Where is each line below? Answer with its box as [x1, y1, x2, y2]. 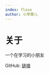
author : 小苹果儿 [5, 12, 38, 17]
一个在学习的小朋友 [5, 52, 45, 58]
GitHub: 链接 [5, 63, 31, 69]
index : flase [5, 7, 32, 12]
